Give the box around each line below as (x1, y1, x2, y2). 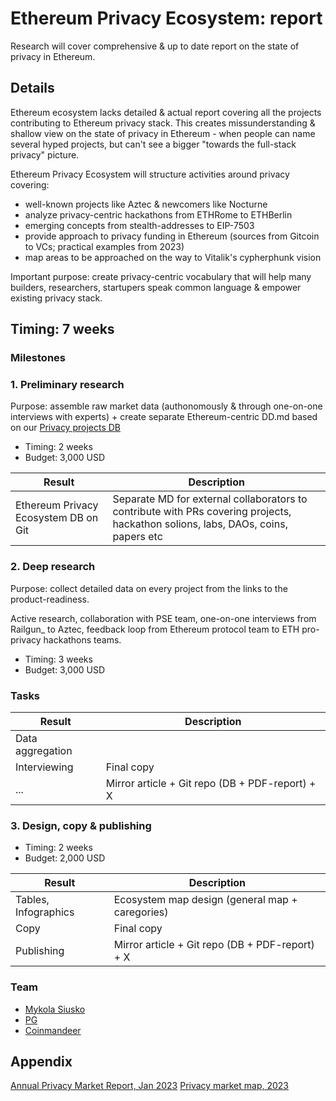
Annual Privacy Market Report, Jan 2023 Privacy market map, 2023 (10, 1080, 290, 1092)
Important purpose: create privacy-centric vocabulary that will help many (10, 270, 312, 282)
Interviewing (15, 760, 74, 774)
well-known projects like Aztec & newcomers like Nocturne (24, 198, 268, 210)
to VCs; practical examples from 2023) (24, 240, 185, 252)
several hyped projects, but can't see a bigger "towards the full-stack (10, 138, 297, 150)
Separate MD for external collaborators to (112, 492, 308, 506)
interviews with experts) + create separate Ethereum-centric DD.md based (10, 411, 318, 423)
